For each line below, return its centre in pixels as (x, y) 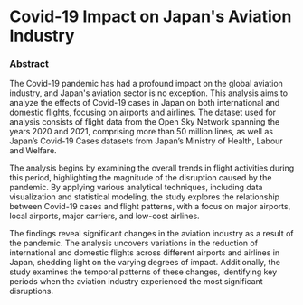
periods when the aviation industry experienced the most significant (137, 282)
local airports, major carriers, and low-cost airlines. (105, 216)
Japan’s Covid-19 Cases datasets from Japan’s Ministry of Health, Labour (146, 141)
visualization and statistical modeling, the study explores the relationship (145, 197)
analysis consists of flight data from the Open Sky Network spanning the (145, 122)
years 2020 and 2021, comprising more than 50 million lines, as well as (142, 132)
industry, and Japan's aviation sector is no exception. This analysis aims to (148, 93)
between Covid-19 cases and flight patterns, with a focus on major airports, (150, 207)
